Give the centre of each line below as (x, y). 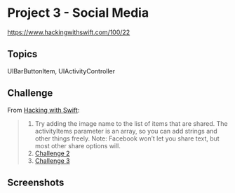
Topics (22, 54)
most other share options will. (78, 145)
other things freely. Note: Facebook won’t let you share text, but (127, 138)
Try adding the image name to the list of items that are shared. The (131, 123)
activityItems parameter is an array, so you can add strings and (126, 131)
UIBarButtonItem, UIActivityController (61, 71)
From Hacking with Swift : (43, 110)
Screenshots (36, 182)
